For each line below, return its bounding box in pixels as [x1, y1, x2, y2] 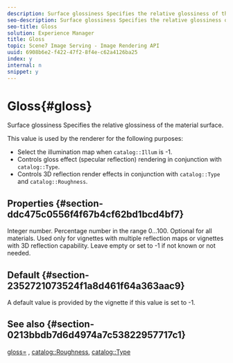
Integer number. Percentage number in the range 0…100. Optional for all [7, 227, 213, 235]
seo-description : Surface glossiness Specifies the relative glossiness [7, 17, 222, 24]
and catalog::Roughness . [17, 178, 88, 186]
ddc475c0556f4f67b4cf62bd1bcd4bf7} [7, 208, 184, 220]
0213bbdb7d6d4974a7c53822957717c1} [7, 329, 186, 341]
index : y [7, 56, 33, 62]
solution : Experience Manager [7, 29, 95, 37]
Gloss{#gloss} [7, 98, 92, 114]
